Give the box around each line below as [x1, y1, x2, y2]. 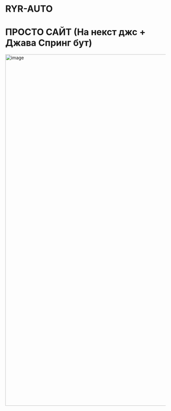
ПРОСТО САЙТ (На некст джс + [5, 26, 146, 38]
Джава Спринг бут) [5, 37, 93, 49]
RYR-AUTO [5, 3, 53, 15]
